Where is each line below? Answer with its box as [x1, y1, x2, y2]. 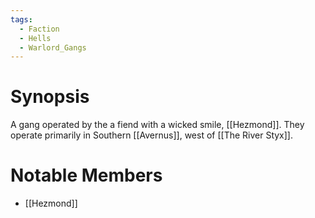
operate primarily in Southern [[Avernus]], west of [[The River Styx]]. [10, 129, 293, 141]
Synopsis [10, 86, 90, 108]
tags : [10, 14, 33, 25]
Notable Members [10, 164, 163, 187]
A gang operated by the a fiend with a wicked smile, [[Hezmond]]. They [10, 119, 305, 131]
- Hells [19, 33, 52, 43]
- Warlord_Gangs [19, 42, 87, 53]
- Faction [19, 24, 60, 34]
